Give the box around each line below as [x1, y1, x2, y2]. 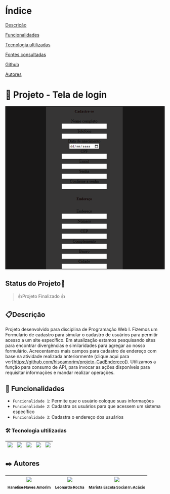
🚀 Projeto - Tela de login [5, 89, 107, 101]
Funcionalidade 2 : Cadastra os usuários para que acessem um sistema [12, 403, 161, 410]
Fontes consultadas [5, 51, 47, 57]
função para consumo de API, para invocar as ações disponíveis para [5, 364, 150, 370]
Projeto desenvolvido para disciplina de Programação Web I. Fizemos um [5, 326, 158, 333]
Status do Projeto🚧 [5, 279, 66, 288]
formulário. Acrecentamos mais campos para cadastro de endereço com [5, 348, 157, 354]
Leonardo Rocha [55, 485, 84, 490]
